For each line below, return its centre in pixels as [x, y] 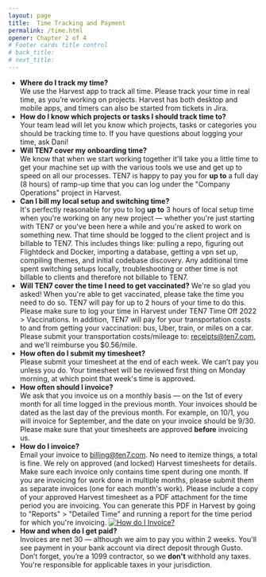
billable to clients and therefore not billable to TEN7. [104, 277]
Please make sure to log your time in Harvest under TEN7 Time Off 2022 [138, 310]
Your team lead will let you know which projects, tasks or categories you [138, 125]
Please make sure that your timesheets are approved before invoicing [134, 429]
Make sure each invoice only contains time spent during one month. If [134, 471]
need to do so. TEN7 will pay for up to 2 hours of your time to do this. [133, 302]
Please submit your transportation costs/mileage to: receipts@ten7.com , [138, 336]
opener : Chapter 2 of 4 [48, 38]
